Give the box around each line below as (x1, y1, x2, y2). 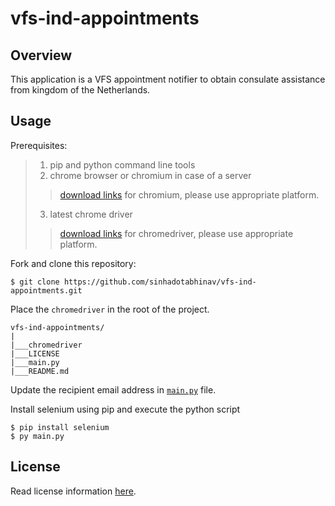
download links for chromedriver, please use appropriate (59, 227, 294, 239)
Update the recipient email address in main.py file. (10, 383, 217, 396)
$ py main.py (10, 431, 65, 441)
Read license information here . (10, 485, 137, 497)
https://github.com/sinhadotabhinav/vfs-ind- (63, 277, 257, 287)
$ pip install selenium (10, 422, 110, 432)
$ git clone (10, 277, 60, 287)
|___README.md (10, 366, 70, 376)
